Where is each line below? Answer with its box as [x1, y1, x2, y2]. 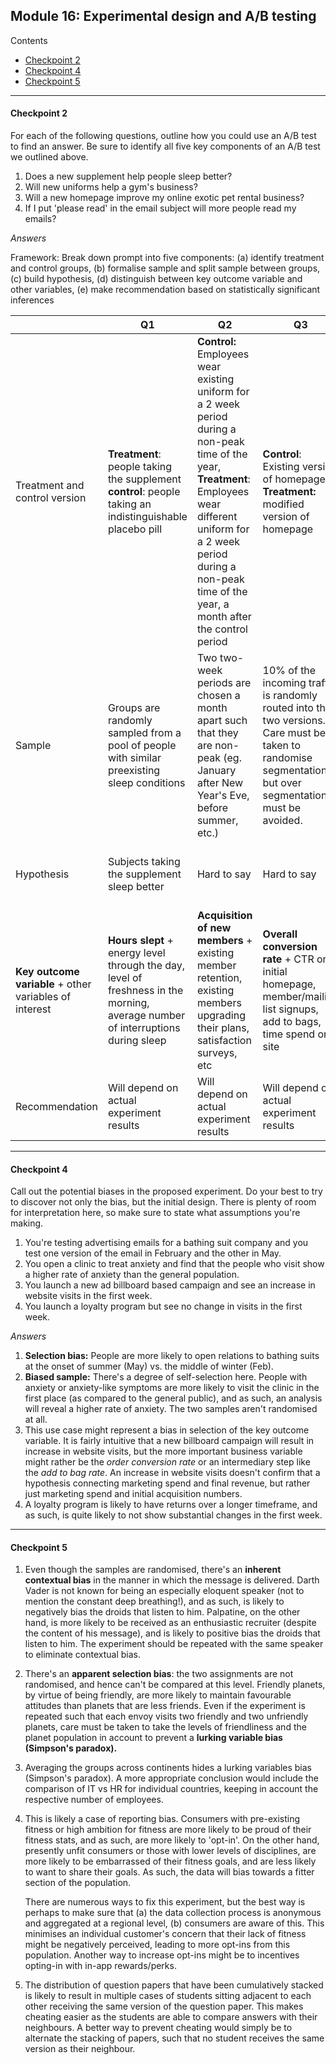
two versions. [262, 714, 326, 728]
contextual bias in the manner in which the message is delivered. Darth [24, 1574, 320, 1586]
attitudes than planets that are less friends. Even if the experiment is [24, 1700, 306, 1712]
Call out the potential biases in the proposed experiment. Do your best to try [10, 1185, 323, 1198]
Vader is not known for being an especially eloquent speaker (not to [24, 1585, 305, 1597]
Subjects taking [107, 855, 181, 869]
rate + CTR [262, 952, 315, 966]
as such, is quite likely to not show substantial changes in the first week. [24, 1509, 323, 1521]
